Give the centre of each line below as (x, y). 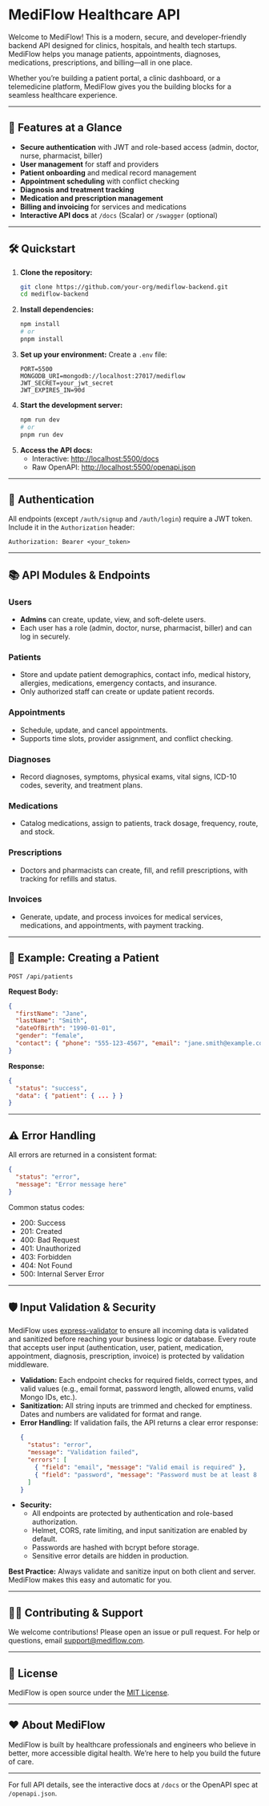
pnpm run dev (42, 434)
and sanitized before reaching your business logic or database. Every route (132, 1339)
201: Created (41, 1231)
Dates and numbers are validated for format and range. (110, 1414)
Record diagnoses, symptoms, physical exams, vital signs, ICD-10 (128, 776)
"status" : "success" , (52, 1088)
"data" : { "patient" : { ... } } (70, 1095)
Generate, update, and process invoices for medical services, (121, 917)
